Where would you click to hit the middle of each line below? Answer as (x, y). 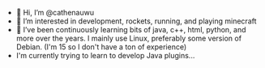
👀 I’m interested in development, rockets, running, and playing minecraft (136, 21)
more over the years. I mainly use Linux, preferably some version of (128, 38)
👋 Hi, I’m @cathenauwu (55, 13)
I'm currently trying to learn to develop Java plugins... (105, 55)
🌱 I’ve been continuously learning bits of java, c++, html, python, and (131, 30)
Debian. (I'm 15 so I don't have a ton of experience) (101, 47)
